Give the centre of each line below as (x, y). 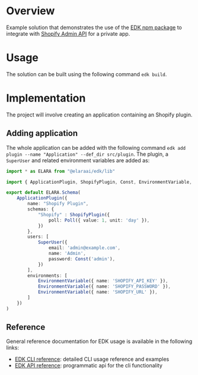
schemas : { (41, 209)
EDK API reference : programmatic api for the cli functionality (89, 365)
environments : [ (47, 275)
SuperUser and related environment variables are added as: (78, 160)
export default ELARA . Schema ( (44, 193)
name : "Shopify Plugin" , (58, 204)
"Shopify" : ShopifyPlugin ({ (74, 215)
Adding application (42, 133)
